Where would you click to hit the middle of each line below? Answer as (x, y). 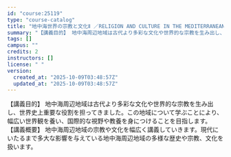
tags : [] (20, 39)
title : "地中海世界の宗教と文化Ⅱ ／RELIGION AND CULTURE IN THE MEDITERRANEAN (116, 26)
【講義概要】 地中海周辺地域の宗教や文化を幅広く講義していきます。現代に (113, 130)
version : (20, 71)
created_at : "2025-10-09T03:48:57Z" (66, 77)
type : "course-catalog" (41, 20)
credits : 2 (23, 52)
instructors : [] (30, 58)
